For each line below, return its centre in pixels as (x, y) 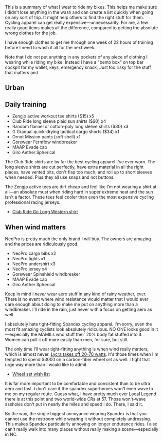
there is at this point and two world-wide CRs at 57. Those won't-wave (75, 399)
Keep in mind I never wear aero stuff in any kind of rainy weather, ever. (76, 294)
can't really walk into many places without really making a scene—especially (82, 429)
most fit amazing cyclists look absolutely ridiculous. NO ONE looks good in (80, 329)
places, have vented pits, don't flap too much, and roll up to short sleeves (79, 172)
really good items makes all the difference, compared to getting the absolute (81, 28)
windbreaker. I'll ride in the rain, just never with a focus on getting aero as (79, 309)
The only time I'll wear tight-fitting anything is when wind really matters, (77, 349)
